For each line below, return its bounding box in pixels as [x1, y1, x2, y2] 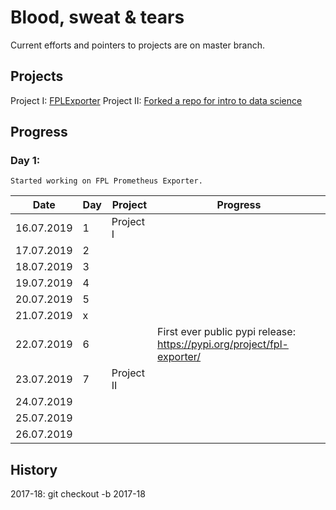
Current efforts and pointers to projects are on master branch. [10, 39, 265, 51]
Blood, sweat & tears [10, 6, 185, 29]
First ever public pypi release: [157, 325, 296, 339]
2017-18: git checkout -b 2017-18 [10, 488, 146, 500]
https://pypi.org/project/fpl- [157, 337, 289, 351]
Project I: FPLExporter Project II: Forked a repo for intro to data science [10, 94, 303, 106]
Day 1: [10, 154, 41, 168]
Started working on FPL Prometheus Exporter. [10, 176, 203, 186]
